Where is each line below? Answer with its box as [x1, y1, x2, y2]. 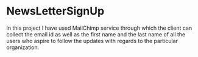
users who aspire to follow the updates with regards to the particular [6, 37, 179, 44]
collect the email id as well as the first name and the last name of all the [6, 30, 186, 38]
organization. [6, 44, 40, 51]
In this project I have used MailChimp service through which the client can [6, 24, 193, 32]
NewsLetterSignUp [6, 4, 105, 18]
